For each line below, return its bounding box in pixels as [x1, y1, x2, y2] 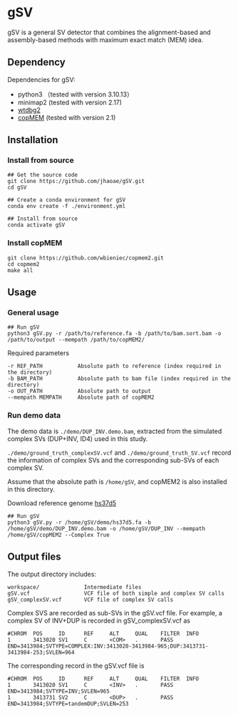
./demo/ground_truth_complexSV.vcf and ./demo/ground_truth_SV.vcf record [7, 448, 232, 457]
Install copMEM [7, 238, 63, 248]
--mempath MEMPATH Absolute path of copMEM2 [7, 394, 155, 401]
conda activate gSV [7, 222, 66, 229]
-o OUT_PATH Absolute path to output [7, 387, 152, 395]
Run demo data [7, 410, 61, 420]
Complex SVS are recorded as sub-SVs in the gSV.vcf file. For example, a [7, 608, 223, 617]
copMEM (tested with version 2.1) [17, 113, 116, 122]
